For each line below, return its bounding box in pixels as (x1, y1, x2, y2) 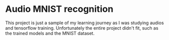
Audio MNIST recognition (5, 3, 114, 15)
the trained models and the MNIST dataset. (5, 30, 95, 36)
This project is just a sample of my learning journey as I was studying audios (5, 20, 164, 26)
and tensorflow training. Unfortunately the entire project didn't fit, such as (5, 25, 159, 31)
